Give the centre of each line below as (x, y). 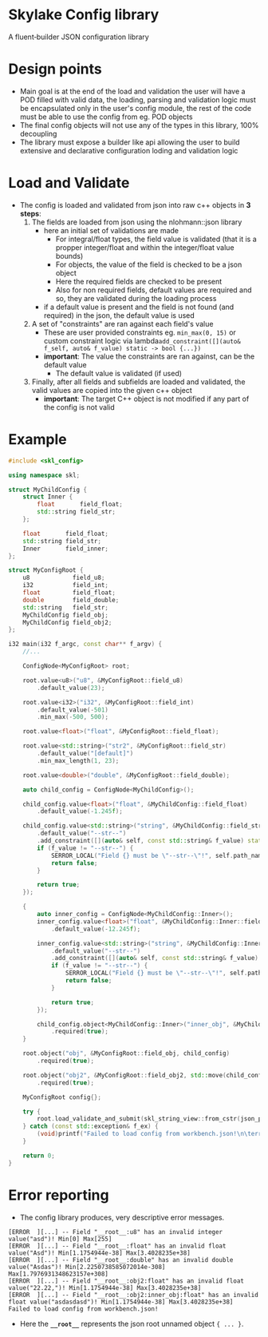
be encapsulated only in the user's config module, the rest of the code (136, 108)
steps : (30, 213)
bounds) (69, 256)
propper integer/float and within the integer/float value (145, 247)
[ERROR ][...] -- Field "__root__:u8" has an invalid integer (116, 1232)
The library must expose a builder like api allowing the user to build (130, 142)
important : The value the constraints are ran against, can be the (149, 356)
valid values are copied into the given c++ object (112, 390)
